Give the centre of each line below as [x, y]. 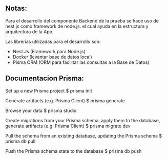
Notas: [16, 8]
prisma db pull [20, 141]
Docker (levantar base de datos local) [52, 57]
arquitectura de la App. [29, 31]
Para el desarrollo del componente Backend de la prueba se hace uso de [82, 20]
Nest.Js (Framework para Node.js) [49, 51]
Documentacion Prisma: [45, 78]
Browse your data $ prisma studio [41, 110]
